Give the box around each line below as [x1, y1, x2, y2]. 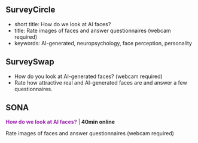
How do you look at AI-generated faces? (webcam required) [14, 73, 163, 80]
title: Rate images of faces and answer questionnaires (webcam [14, 27, 171, 34]
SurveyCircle [5, 5, 56, 15]
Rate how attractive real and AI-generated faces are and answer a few [14, 79, 188, 86]
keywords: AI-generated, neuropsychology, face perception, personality [14, 39, 193, 46]
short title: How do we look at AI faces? [14, 20, 111, 27]
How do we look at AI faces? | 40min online [5, 119, 115, 126]
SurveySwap [5, 57, 54, 67]
